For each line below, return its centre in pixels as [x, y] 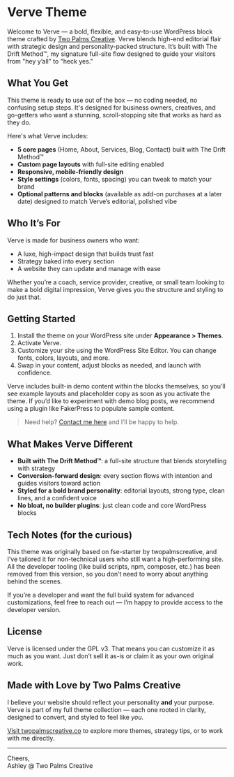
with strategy [36, 468]
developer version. [34, 610]
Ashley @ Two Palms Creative [50, 765]
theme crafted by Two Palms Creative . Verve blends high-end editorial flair [114, 38]
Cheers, [18, 758]
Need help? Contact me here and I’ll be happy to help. [102, 422]
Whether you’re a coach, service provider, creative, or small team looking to [116, 282]
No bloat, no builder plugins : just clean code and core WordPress [112, 506]
